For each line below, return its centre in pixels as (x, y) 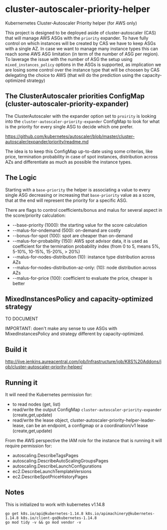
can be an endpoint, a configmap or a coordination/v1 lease (87, 425)
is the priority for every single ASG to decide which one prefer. (69, 126)
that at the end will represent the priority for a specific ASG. (66, 200)
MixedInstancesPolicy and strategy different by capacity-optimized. (75, 334)
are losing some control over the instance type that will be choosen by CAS (82, 70)
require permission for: (29, 446)
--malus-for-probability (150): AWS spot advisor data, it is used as (80, 241)
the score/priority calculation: (35, 215)
